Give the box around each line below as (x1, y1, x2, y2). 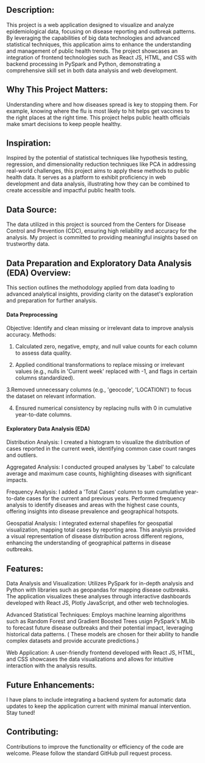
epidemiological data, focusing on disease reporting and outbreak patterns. (6, 28, 196, 35)
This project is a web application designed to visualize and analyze (6, 21, 174, 28)
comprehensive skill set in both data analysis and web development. (6, 67, 178, 74)
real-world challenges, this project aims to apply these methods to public (6, 167, 190, 175)
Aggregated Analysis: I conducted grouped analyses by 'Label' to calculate (6, 464, 195, 471)
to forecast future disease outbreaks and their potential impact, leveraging (6, 624, 193, 631)
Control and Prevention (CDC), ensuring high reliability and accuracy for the (6, 227, 197, 235)
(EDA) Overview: (6, 268, 71, 278)
